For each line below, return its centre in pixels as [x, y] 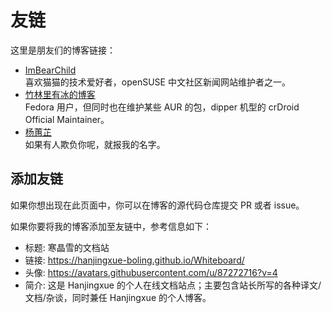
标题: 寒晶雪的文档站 [67, 247]
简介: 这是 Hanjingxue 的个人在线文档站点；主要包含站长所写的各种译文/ [173, 285]
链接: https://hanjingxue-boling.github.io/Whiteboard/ [134, 260]
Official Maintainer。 [67, 119]
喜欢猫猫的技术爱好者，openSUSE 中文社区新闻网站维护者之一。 [157, 82]
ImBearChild [50, 70]
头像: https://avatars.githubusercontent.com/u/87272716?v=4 [151, 272]
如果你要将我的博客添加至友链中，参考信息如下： [111, 226]
